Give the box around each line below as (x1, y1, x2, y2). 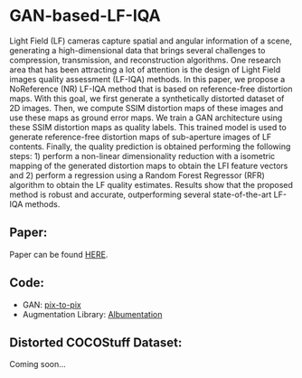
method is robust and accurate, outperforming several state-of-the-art (9, 189, 272, 200)
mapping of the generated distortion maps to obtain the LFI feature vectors (9, 160, 288, 171)
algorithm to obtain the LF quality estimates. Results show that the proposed (9, 179, 294, 190)
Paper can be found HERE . (9, 249, 109, 260)
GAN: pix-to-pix (22, 299, 81, 310)
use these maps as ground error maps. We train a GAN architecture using (9, 112, 283, 123)
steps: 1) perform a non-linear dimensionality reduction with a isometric (9, 150, 276, 161)
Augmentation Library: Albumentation (22, 308, 163, 319)
